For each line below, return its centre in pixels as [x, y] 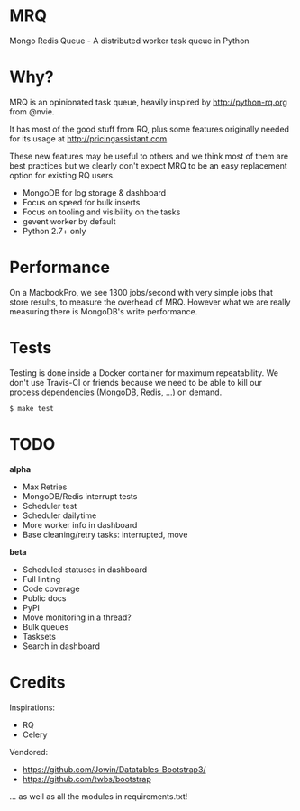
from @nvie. [32, 111]
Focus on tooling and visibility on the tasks [101, 212]
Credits [37, 682]
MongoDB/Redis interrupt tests [80, 496]
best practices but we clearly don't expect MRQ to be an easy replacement [149, 165]
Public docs [44, 598]
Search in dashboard [61, 646]
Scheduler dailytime [59, 515]
